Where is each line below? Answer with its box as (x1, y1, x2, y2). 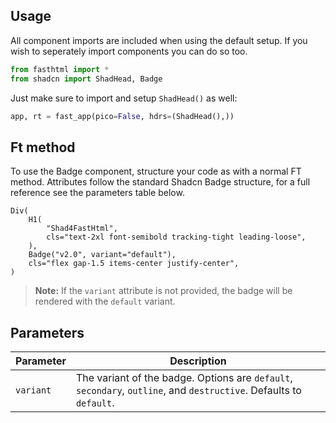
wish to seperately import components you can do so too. (10, 45, 248, 57)
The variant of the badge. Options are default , (75, 371, 293, 385)
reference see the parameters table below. (10, 187, 185, 199)
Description (169, 354, 227, 368)
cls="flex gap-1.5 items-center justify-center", (28, 259, 240, 269)
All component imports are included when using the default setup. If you (10, 34, 308, 46)
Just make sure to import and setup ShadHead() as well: (10, 92, 238, 104)
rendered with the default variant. (34, 295, 176, 308)
